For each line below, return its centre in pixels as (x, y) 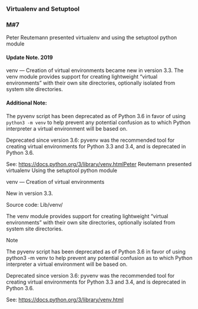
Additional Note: (27, 103)
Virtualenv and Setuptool (43, 9)
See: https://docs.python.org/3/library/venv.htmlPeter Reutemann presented (99, 164)
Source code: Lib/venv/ (35, 204)
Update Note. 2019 (30, 57)
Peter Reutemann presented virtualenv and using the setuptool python (92, 38)
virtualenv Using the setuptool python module (62, 170)
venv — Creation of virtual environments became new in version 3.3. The (95, 70)
